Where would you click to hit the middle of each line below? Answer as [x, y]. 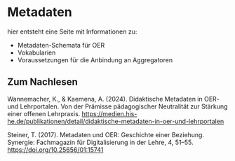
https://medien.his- [109, 113]
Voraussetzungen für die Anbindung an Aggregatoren [95, 59]
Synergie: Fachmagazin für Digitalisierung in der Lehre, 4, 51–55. [100, 142]
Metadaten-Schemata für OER [61, 45]
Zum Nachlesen [43, 82]
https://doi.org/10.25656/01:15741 [55, 149]
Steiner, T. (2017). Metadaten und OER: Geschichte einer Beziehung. [106, 134]
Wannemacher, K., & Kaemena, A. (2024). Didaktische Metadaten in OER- [113, 99]
